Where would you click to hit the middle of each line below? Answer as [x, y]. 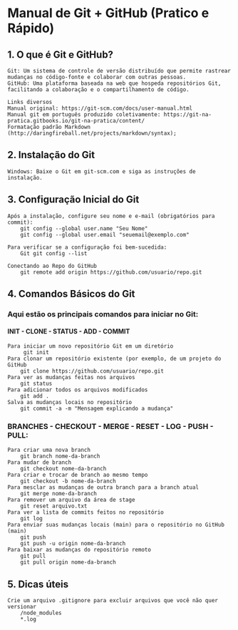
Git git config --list [54, 253]
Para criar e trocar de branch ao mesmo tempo [78, 475]
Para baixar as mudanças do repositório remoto [79, 550]
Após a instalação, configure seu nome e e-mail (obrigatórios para [111, 216]
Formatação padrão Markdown [49, 127]
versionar [22, 607]
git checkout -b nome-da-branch [68, 481]
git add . [35, 396]
